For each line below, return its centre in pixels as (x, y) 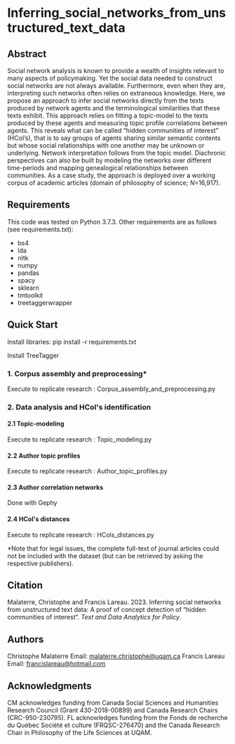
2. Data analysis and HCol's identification (79, 407)
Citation (25, 585)
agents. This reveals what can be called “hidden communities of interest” (113, 130)
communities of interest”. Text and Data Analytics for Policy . (94, 617)
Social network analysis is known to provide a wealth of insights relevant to (116, 71)
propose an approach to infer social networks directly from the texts (106, 101)
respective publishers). (40, 563)
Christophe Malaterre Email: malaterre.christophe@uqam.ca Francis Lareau (116, 656)
